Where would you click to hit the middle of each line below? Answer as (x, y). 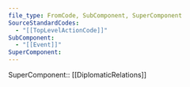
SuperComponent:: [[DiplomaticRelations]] (78, 75)
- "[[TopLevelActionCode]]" (62, 30)
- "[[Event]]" (38, 45)
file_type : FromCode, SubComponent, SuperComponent (95, 15)
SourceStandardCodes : (44, 23)
